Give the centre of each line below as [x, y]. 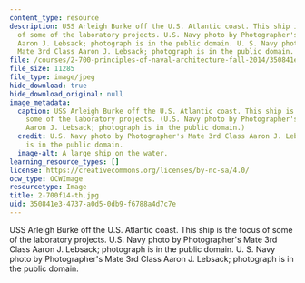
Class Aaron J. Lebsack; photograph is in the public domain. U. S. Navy [143, 249]
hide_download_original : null [67, 94]
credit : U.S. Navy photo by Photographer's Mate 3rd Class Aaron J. [150, 136]
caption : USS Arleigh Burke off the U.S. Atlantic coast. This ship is [156, 111]
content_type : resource [54, 18]
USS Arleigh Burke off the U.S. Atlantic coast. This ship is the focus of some [151, 229]
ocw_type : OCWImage [46, 178]
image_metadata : [40, 102]
